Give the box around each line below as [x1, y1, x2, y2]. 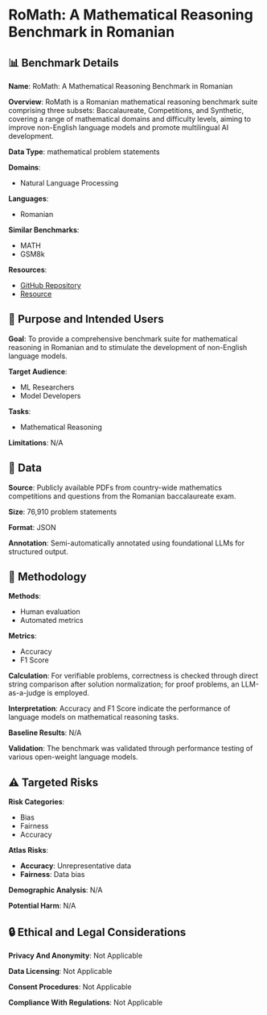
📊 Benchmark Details [8, 56, 119, 69]
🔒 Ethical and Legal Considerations [8, 925, 187, 939]
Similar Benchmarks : [8, 225, 80, 235]
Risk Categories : [8, 797, 65, 807]
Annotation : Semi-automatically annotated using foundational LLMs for [8, 538, 245, 548]
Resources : [8, 265, 47, 274]
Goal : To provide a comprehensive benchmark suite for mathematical [8, 333, 238, 344]
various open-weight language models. [8, 752, 138, 762]
